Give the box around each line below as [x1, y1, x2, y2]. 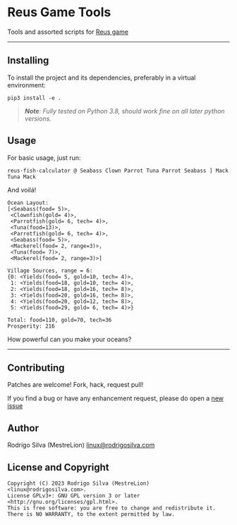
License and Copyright [7, 461, 109, 473]
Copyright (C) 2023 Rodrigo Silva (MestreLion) [7, 480, 150, 487]
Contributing [7, 362, 65, 373]
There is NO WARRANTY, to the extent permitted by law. [7, 511, 175, 518]
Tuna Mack [7, 173, 37, 180]
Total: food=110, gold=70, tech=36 [7, 316, 112, 323]
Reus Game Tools [7, 4, 111, 20]
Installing [7, 54, 49, 67]
